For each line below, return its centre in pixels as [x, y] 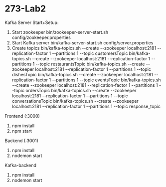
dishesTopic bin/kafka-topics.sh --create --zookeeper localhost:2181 [82, 74]
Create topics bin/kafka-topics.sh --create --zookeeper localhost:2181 [84, 48]
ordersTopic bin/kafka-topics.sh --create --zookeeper [81, 90]
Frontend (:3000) [22, 116]
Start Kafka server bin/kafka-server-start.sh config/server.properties [83, 42]
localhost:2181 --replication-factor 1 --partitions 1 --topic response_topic [86, 106]
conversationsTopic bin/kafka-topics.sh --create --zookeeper [75, 101]
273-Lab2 [25, 9]
